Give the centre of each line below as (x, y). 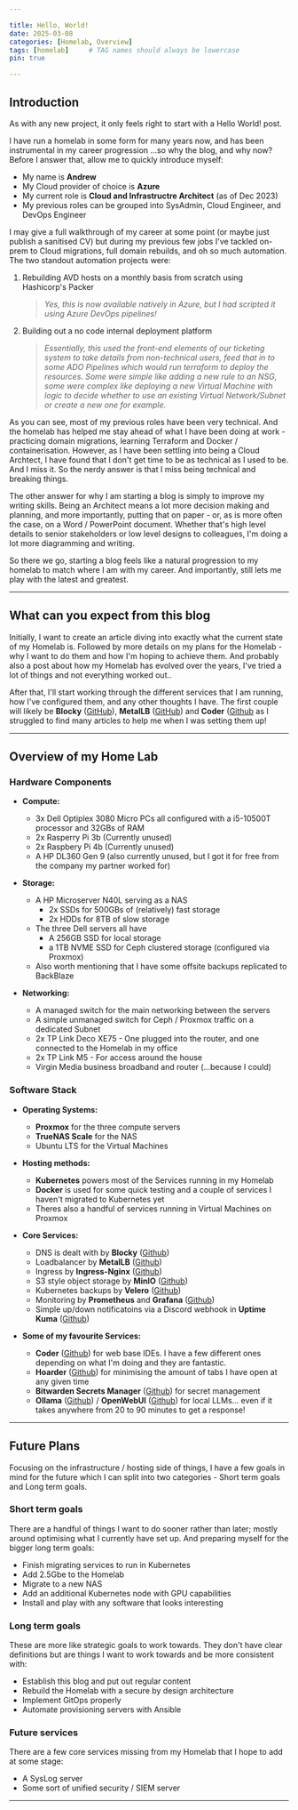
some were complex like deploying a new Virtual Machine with (158, 386)
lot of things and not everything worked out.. (90, 675)
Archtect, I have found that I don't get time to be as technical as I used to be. (149, 460)
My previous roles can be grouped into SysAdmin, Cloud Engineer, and (151, 205)
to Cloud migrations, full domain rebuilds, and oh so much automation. (158, 251)
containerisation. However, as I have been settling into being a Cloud (134, 450)
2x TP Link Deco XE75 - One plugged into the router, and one (147, 1039)
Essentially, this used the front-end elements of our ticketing (154, 348)
